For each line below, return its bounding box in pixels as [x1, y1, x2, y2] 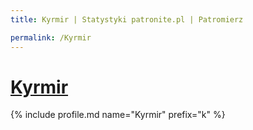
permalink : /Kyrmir [10, 32, 92, 43]
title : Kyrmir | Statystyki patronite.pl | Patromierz [10, 14, 244, 25]
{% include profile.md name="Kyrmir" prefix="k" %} [10, 109, 226, 121]
